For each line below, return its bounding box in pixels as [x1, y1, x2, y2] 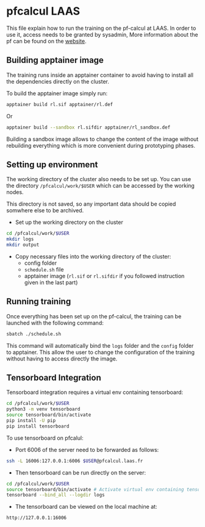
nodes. [6, 188, 24, 196]
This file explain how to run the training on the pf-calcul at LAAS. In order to [6, 24, 196, 32]
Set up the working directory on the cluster [15, 218, 123, 226]
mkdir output [6, 242, 40, 248]
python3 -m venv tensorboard [6, 406, 81, 412]
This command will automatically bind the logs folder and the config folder [6, 342, 194, 349]
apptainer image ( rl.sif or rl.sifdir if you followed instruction [24, 272, 185, 279]
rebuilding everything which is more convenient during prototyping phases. [6, 142, 195, 149]
